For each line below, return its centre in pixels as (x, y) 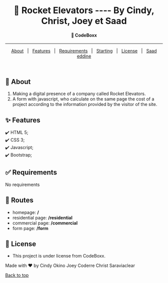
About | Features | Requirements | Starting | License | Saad (84, 51)
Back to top (17, 275)
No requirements (22, 184)
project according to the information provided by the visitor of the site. (85, 104)
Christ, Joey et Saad (84, 21)
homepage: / (25, 212)
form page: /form (30, 228)
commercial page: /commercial (45, 223)
